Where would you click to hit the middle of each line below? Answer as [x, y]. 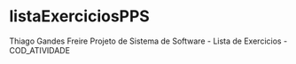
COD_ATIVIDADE [40, 50]
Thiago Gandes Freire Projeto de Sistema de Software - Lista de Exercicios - [148, 41]
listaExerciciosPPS [80, 16]
